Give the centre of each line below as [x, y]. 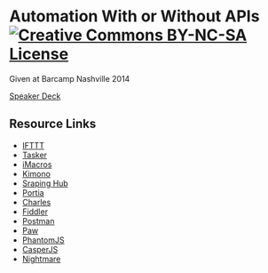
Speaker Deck [35, 96]
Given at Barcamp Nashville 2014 [70, 78]
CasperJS [40, 249]
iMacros [37, 164]
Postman [38, 221]
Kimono [36, 173]
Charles [36, 202]
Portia [33, 192]
